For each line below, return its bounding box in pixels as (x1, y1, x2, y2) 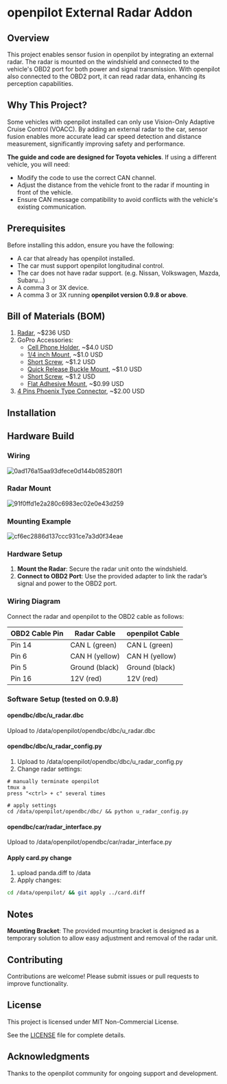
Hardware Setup (7, 550, 63, 559)
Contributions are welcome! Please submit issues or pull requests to (7, 972, 200, 980)
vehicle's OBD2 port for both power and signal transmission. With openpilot (7, 65, 221, 73)
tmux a (7, 784, 26, 791)
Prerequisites (7, 223, 66, 234)
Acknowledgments (7, 1051, 91, 1063)
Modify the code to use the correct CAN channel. (16, 173, 156, 181)
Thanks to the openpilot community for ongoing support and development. (7, 1069, 218, 1077)
